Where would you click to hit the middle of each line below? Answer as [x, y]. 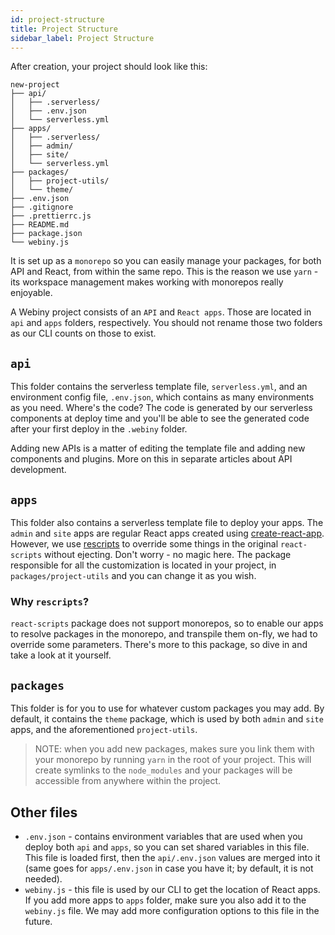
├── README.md [40, 225]
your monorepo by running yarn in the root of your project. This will [173, 760]
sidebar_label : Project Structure [82, 38]
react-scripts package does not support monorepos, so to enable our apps [167, 623]
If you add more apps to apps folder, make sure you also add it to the [165, 900]
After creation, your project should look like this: [109, 67]
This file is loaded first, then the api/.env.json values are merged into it [172, 857]
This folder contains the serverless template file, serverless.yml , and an [159, 387]
